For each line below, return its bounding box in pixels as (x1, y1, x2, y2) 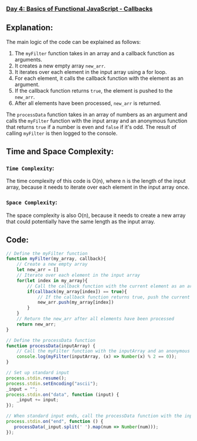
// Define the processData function (6, 337, 96, 343)
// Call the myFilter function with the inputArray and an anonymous (16, 348, 191, 354)
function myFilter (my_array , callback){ (6, 256, 107, 262)
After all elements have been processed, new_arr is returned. (14, 99, 161, 107)
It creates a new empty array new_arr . (14, 62, 106, 69)
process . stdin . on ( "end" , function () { (6, 419, 104, 425)
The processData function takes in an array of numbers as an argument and (6, 111, 188, 118)
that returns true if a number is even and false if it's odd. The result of (6, 123, 177, 130)
